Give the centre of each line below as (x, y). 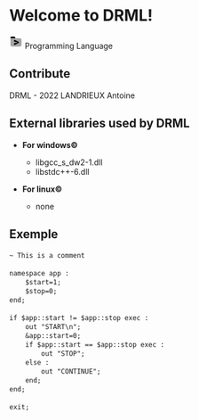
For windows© (50, 144)
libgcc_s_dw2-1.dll (69, 162)
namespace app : (39, 274)
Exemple (34, 234)
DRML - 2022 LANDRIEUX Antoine (72, 95)
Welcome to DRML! (81, 16)
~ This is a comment (48, 256)
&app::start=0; (53, 336)
